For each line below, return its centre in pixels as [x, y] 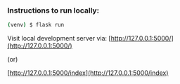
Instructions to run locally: [53, 10]
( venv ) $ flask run [36, 25]
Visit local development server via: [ [59, 38]
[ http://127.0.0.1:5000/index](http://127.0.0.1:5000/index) [88, 73]
